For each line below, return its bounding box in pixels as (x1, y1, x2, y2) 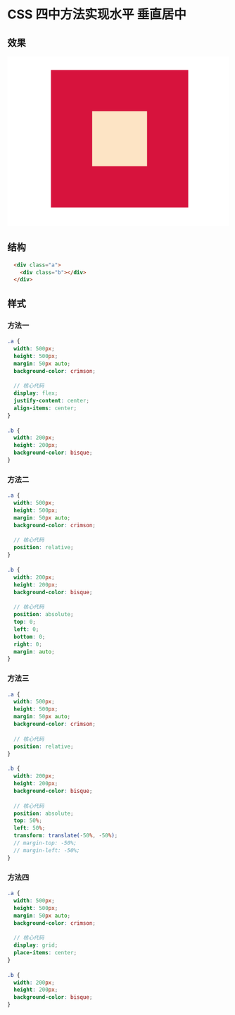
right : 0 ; (13, 641, 42, 648)
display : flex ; (13, 390, 58, 397)
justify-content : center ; (13, 398, 90, 405)
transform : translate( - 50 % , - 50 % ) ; (13, 832, 118, 839)
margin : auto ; (13, 648, 55, 656)
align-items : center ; (13, 405, 77, 412)
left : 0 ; (13, 625, 39, 633)
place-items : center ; (13, 949, 77, 956)
